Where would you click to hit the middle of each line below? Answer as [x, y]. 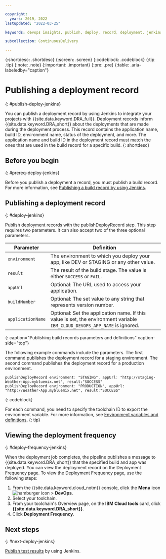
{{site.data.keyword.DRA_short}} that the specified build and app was [76, 462]
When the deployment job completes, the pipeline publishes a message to [80, 457]
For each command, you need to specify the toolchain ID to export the [77, 409]
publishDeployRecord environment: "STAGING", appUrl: [62, 377]
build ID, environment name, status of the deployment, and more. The [76, 135]
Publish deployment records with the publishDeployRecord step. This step [81, 225]
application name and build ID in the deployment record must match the [78, 140]
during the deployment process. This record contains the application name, [82, 129]
